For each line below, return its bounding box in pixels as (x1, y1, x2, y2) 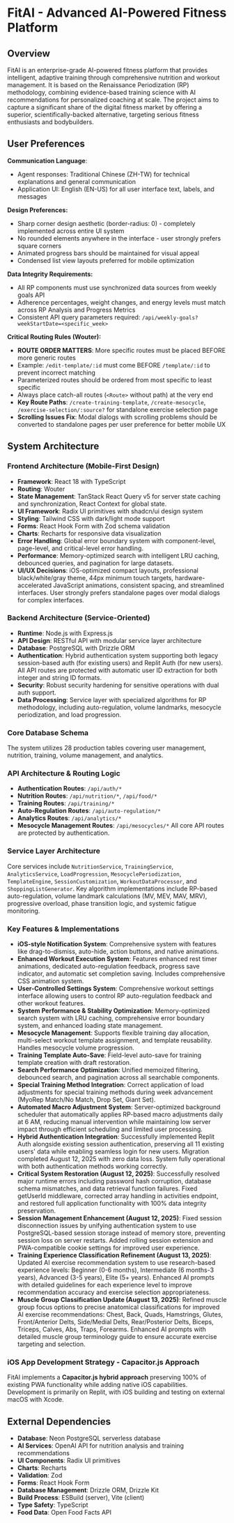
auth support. (17, 688, 57, 697)
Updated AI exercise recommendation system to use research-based (17, 1258, 216, 1266)
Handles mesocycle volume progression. (17, 1043, 134, 1052)
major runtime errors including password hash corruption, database (17, 1176, 212, 1185)
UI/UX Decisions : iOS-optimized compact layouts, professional (17, 566, 198, 575)
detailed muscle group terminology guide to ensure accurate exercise (17, 1332, 217, 1340)
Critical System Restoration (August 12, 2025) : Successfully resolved (17, 1169, 220, 1178)
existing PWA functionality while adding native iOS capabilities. (7, 1381, 188, 1389)
